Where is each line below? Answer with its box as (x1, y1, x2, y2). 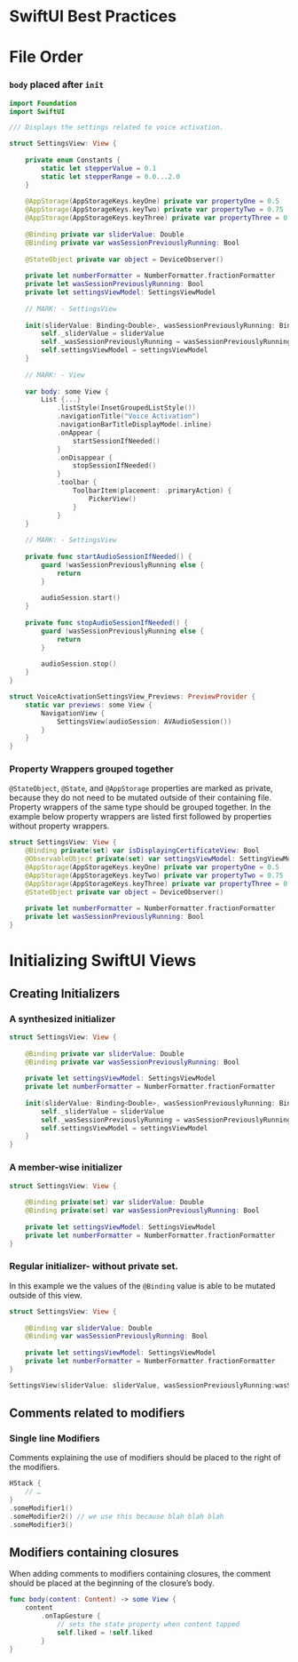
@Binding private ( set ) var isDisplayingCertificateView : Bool (25, 846, 260, 855)
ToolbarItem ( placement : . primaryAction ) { (72, 486, 232, 495)
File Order (9, 47, 83, 68)
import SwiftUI (9, 107, 66, 116)
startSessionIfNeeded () (72, 436, 161, 445)
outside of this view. (9, 1290, 82, 1300)
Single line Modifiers (9, 1433, 100, 1444)
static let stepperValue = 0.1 (41, 164, 157, 172)
